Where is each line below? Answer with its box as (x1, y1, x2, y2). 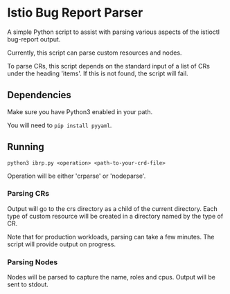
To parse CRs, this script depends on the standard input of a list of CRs (7, 62, 210, 70)
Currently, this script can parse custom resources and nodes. (7, 48, 182, 57)
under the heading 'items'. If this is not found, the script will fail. (7, 69, 188, 77)
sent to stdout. (7, 280, 48, 288)
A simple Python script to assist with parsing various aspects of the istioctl (7, 28, 220, 36)
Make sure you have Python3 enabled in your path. (7, 107, 153, 116)
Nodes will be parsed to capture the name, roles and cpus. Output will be (7, 273, 216, 282)
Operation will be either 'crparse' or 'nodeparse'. (7, 172, 146, 180)
